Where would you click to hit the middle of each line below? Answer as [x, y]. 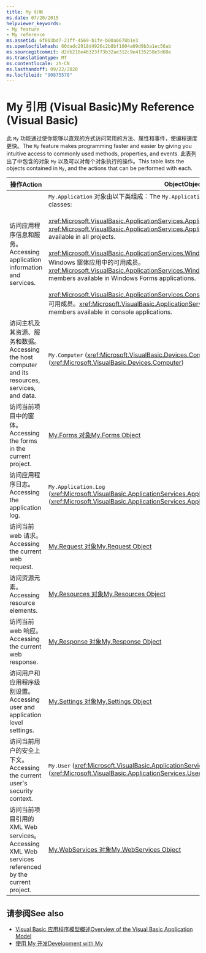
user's [18, 784]
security [21, 791]
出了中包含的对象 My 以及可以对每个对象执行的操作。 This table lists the [95, 161]
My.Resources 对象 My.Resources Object [107, 594]
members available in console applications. [110, 312]
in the [17, 449]
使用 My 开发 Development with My [59, 943]
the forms [24, 441]
